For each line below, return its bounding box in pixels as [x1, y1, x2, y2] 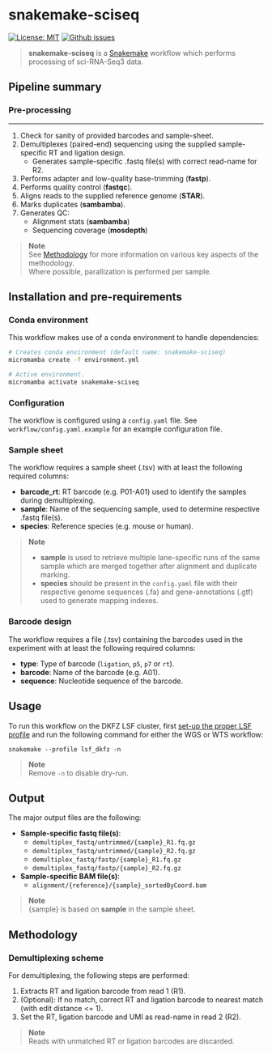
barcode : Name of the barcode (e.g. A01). [19, 667, 160, 677]
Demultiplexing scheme [8, 952, 104, 963]
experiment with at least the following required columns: [8, 643, 196, 652]
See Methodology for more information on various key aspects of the [28, 249, 259, 259]
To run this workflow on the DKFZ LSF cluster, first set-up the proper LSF [8, 720, 253, 730]
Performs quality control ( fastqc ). [19, 182, 133, 192]
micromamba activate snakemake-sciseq [8, 378, 139, 386]
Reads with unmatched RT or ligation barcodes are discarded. [28, 1036, 235, 1046]
